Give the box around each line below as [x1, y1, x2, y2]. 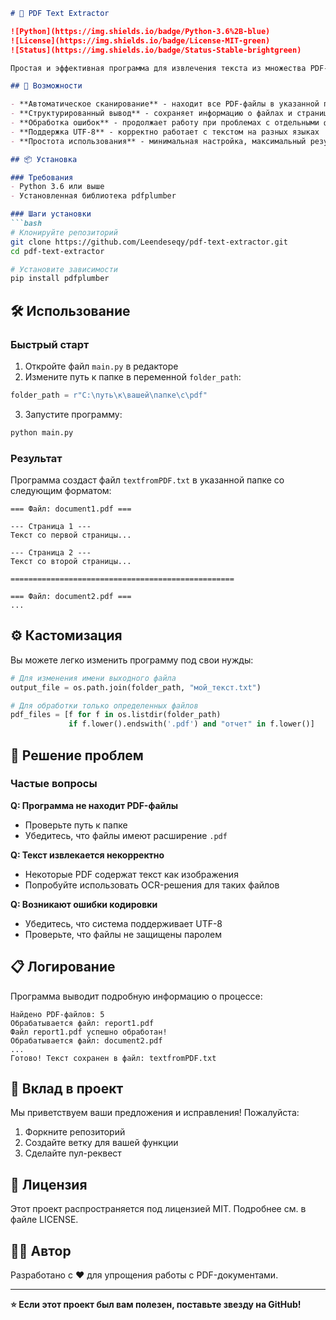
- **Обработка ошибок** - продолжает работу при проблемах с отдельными [10, 118, 320, 128]
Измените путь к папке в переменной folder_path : [24, 370, 242, 383]
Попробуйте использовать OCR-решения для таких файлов [24, 879, 280, 891]
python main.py [10, 427, 74, 438]
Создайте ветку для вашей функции [24, 1137, 179, 1149]
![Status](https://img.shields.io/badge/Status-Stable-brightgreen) [10, 45, 302, 55]
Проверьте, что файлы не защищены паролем [24, 928, 223, 940]
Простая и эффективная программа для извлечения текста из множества [10, 63, 307, 73]
